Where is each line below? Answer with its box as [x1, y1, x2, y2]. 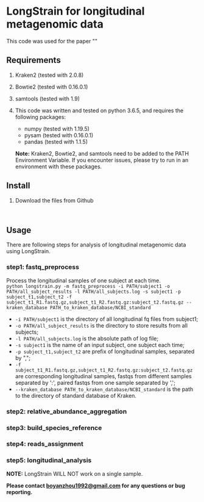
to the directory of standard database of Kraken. [15, 392, 137, 399]
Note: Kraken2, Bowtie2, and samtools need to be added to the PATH [15, 149, 189, 157]
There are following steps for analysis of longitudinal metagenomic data [6, 241, 186, 248]
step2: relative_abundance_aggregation [6, 407, 127, 415]
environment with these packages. [15, 163, 102, 170]
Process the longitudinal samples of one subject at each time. [6, 276, 161, 284]
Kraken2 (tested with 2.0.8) [15, 71, 84, 79]
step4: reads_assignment [6, 440, 84, 448]
